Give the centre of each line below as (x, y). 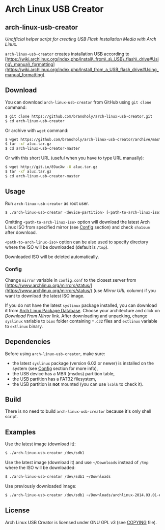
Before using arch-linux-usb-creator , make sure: (55, 354)
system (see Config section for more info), (55, 368)
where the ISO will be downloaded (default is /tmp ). (57, 247)
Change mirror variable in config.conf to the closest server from (71, 280)
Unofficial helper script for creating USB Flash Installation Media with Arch (81, 39)
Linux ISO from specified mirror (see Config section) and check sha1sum (77, 227)
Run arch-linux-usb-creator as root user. (47, 203)
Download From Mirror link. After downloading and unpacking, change (76, 316)
